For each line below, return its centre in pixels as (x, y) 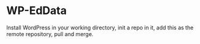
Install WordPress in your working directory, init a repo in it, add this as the (100, 28)
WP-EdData (37, 11)
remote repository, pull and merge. (50, 34)
